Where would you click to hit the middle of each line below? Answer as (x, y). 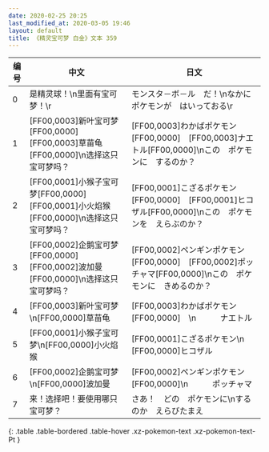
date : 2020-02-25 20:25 (48, 16)
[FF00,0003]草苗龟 (66, 143)
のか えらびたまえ (168, 411)
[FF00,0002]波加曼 (66, 267)
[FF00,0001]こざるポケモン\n (188, 339)
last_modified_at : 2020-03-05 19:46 (69, 23)
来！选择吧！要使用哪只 (74, 399)
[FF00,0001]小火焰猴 (70, 206)
